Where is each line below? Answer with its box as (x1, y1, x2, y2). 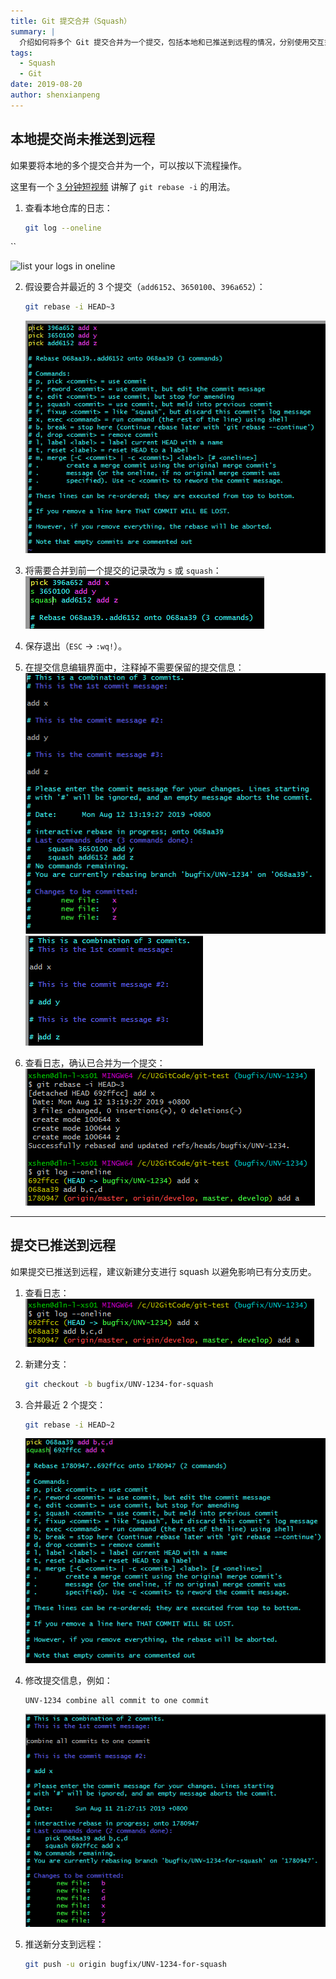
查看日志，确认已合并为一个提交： (24, 1056, 166, 1069)
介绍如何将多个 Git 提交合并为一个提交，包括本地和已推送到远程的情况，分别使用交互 (19, 37, 325, 47)
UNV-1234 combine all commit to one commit (24, 1695, 210, 1705)
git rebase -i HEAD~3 (24, 302, 116, 312)
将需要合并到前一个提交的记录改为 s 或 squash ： (24, 565, 222, 577)
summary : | (10, 26, 56, 37)
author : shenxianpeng (10, 90, 101, 100)
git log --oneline (24, 223, 102, 233)
